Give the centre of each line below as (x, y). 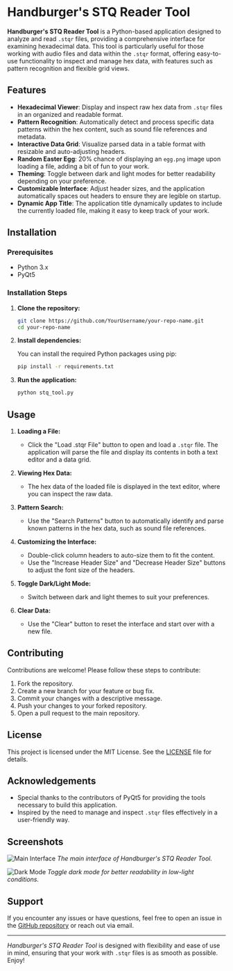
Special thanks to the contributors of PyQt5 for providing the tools (111, 798)
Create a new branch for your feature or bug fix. (86, 690)
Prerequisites (30, 253)
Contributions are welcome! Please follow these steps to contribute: (104, 670)
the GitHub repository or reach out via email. (71, 926)
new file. (40, 631)
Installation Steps (37, 293)
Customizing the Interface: (57, 542)
